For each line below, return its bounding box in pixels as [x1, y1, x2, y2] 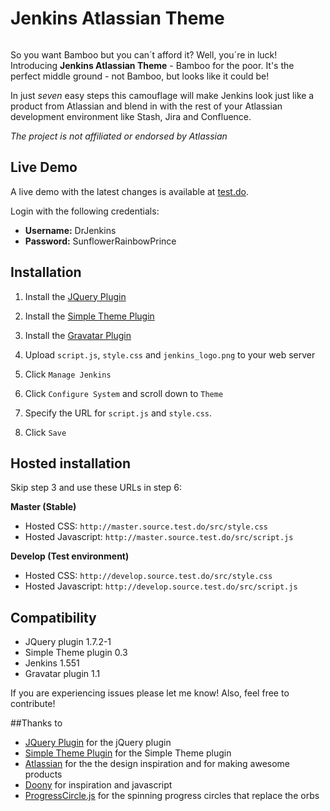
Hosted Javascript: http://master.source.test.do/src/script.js [24, 531, 294, 543]
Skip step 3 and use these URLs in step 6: [10, 482, 183, 494]
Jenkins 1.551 [24, 657, 80, 669]
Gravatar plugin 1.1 [24, 668, 101, 680]
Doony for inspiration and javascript [24, 779, 173, 791]
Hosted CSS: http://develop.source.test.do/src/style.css [24, 570, 273, 582]
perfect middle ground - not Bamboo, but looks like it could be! [10, 70, 270, 82]
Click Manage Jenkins [24, 368, 112, 380]
